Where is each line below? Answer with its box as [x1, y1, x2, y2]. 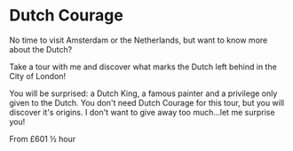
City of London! [9, 70, 67, 81]
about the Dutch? [9, 44, 73, 54]
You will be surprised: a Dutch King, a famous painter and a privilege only [9, 88, 278, 99]
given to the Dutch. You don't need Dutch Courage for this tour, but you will [9, 97, 285, 107]
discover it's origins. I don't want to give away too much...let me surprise [9, 107, 275, 117]
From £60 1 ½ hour [9, 133, 76, 144]
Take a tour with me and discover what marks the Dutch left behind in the [9, 61, 277, 72]
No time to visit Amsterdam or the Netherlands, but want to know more [9, 35, 268, 45]
